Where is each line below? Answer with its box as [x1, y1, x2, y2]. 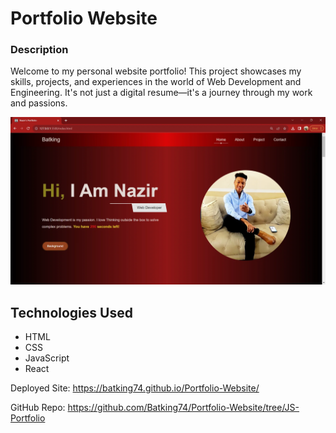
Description [10, 43, 69, 57]
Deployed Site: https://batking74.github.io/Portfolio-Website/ [10, 382, 260, 394]
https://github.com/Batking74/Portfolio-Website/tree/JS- [67, 402, 300, 414]
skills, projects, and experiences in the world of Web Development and [10, 76, 302, 88]
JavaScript [24, 352, 70, 364]
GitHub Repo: [10, 402, 66, 414]
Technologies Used [10, 304, 133, 321]
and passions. [10, 97, 68, 109]
